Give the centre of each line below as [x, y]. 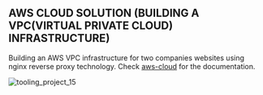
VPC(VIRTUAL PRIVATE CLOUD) [91, 26]
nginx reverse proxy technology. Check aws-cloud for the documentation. [132, 66]
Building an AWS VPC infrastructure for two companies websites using [127, 58]
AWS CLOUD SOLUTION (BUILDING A [104, 13]
